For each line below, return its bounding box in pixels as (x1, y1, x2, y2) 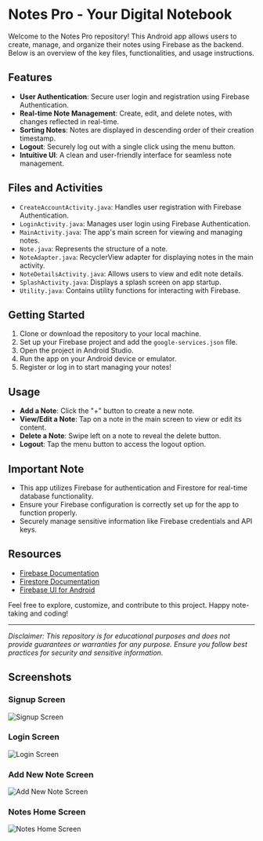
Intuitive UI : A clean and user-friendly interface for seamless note (19, 150, 232, 159)
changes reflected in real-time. (19, 116, 120, 126)
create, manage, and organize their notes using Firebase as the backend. (8, 39, 244, 49)
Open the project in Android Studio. (19, 346, 135, 355)
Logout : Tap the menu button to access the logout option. (19, 440, 206, 449)
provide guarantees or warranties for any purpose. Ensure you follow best (8, 639, 248, 649)
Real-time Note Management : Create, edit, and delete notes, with (19, 108, 232, 118)
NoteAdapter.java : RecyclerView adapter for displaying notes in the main (19, 252, 254, 261)
